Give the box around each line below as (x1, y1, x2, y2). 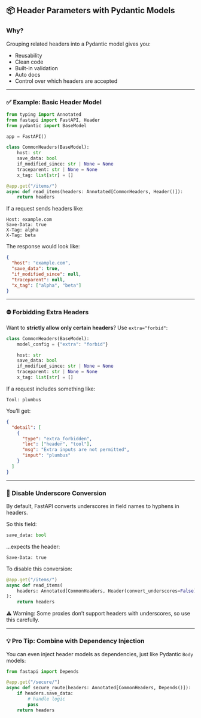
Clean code (14, 58, 44, 65)
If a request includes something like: (6, 385, 96, 392)
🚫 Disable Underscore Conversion (6, 489, 106, 497)
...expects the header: (6, 543, 60, 550)
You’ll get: (6, 407, 31, 414)
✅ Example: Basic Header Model (6, 98, 102, 106)
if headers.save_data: (17, 690, 74, 696)
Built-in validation (14, 64, 59, 71)
